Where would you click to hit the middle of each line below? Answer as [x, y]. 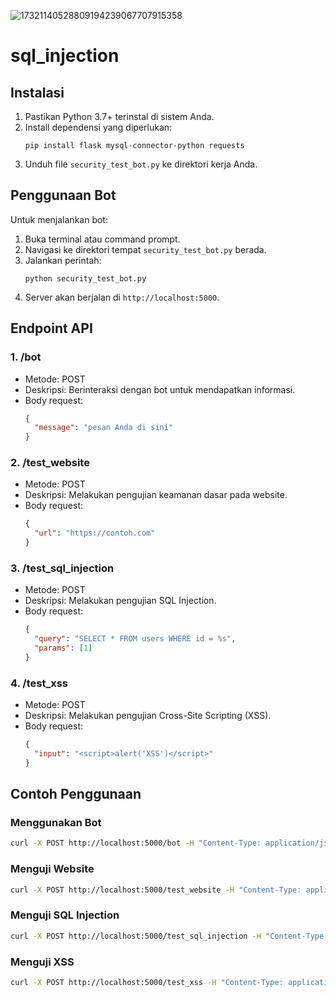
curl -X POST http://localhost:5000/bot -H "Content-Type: [136, 843]
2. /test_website [50, 463]
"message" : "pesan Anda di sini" [104, 428]
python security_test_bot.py [85, 278]
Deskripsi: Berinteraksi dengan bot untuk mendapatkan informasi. [160, 389]
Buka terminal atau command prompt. [102, 239]
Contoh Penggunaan [76, 794]
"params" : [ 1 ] [63, 648]
